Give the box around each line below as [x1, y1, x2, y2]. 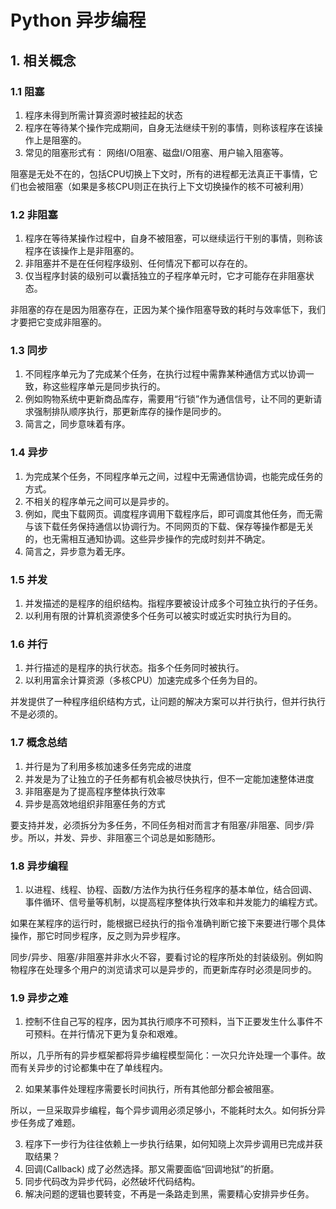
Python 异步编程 [10, 9, 147, 32]
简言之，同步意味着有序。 [24, 418, 131, 430]
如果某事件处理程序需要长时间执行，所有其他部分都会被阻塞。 [24, 1083, 280, 1095]
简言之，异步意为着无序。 [24, 545, 131, 557]
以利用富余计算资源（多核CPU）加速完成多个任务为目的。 [24, 674, 263, 686]
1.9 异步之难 [10, 991, 69, 1005]
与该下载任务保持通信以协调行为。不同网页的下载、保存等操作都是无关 [24, 520, 315, 532]
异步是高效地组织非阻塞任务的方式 [24, 797, 166, 810]
